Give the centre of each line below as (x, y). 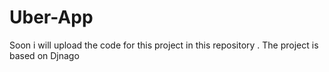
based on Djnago (44, 55)
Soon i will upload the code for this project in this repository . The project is (164, 45)
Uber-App (51, 17)
